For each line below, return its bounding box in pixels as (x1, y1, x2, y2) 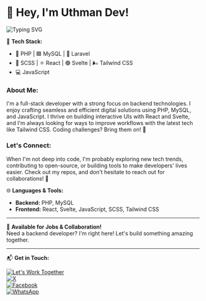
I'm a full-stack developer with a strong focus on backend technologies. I (6, 100, 191, 107)
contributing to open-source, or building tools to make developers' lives (6, 162, 188, 169)
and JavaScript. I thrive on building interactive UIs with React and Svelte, (6, 113, 190, 120)
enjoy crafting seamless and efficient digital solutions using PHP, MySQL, (6, 107, 191, 114)
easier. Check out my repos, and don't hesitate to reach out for (6, 168, 166, 175)
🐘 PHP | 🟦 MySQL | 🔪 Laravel (15, 50, 90, 57)
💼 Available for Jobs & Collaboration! (6, 223, 102, 231)
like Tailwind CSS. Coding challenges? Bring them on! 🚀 (6, 126, 147, 134)
